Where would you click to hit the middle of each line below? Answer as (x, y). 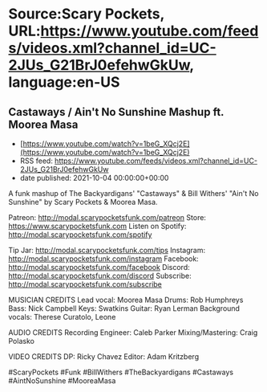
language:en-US (64, 82)
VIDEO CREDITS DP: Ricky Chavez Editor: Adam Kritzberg (103, 357)
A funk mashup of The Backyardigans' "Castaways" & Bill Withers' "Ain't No (133, 193)
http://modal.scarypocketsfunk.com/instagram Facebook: (103, 259)
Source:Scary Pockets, (86, 14)
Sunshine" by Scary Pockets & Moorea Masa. (83, 202)
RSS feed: (36, 161)
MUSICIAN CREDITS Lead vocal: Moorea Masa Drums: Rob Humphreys (126, 300)
